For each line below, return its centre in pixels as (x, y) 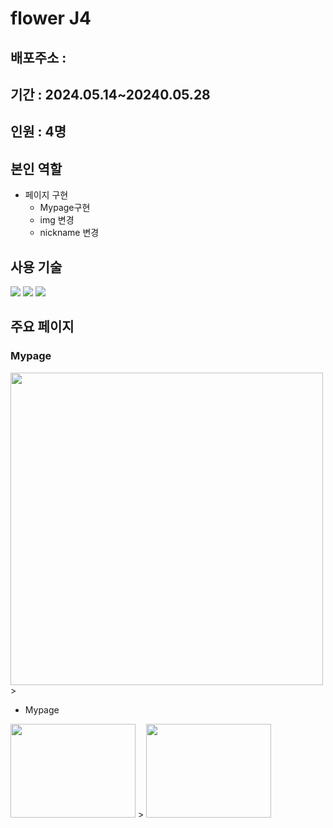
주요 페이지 (42, 327)
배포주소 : (38, 57)
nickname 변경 (69, 233)
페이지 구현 (46, 195)
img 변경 (57, 220)
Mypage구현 (65, 208)
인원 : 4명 (38, 132)
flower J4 (51, 18)
